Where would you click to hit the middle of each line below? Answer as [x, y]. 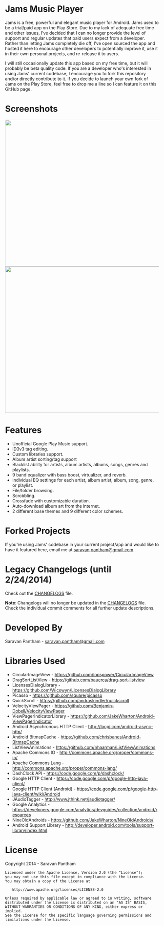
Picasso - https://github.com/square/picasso [57, 695]
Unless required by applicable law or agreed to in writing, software [78, 898]
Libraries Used [35, 661]
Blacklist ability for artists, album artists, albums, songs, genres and [80, 464]
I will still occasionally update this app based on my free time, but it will [76, 63]
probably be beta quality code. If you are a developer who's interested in [78, 68]
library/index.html [30, 830]
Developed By [34, 628]
